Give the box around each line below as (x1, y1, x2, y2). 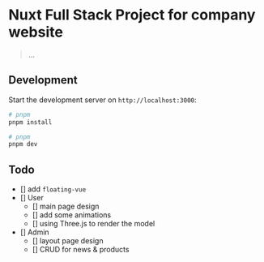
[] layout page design (32, 236, 104, 246)
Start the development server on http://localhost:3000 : (8, 95, 197, 105)
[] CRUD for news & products (32, 245, 130, 255)
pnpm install (8, 118, 53, 127)
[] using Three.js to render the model (32, 219, 155, 229)
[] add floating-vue (19, 184, 87, 194)
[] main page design (32, 201, 100, 212)
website (8, 23, 63, 41)
